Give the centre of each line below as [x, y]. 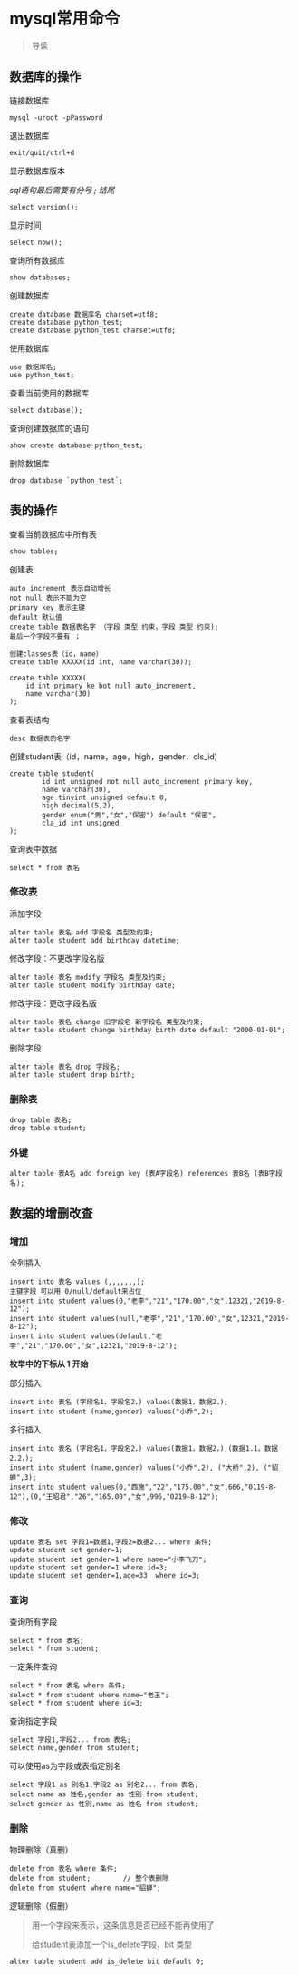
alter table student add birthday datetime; [95, 940]
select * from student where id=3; [77, 1703]
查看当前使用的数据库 [49, 393]
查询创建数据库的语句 [49, 428]
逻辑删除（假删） [41, 1906]
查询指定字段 [33, 1721]
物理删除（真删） [41, 1850]
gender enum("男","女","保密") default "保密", [129, 815]
